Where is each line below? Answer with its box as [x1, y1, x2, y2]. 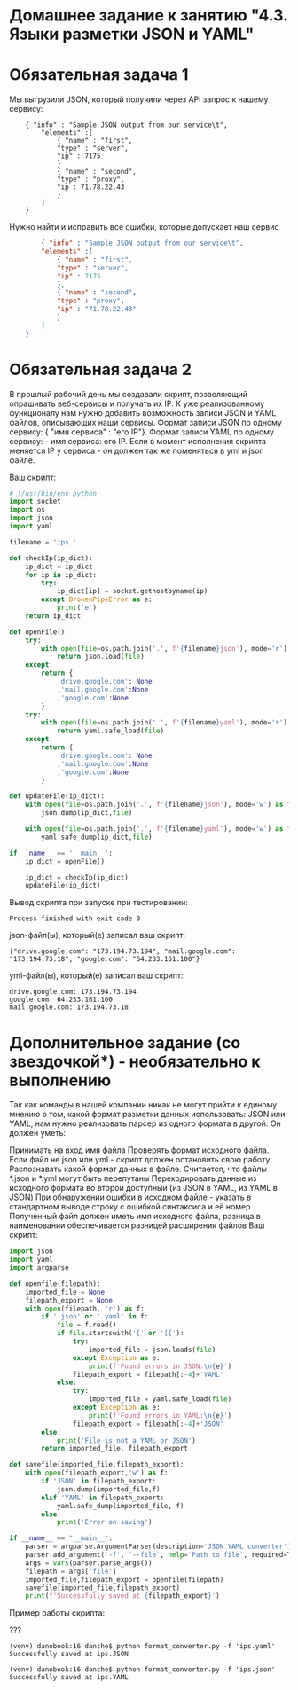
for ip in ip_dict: [25, 570, 98, 579]
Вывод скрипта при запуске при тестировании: [9, 897, 189, 908]
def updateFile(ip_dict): [9, 792, 105, 801]
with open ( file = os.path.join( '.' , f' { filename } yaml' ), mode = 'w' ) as [25, 825, 284, 833]
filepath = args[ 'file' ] [25, 1567, 117, 1576]
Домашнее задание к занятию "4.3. [9, 5, 288, 26]
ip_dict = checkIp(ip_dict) [25, 872, 129, 882]
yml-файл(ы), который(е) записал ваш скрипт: [9, 970, 184, 981]
